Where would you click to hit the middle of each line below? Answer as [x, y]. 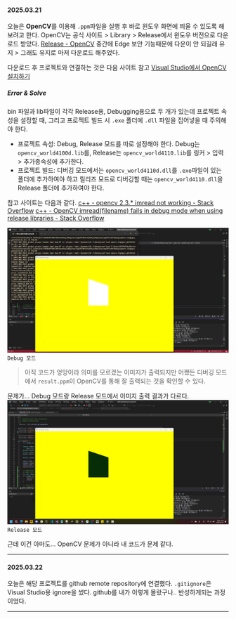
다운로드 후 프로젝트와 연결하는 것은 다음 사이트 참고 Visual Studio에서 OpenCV [117, 67]
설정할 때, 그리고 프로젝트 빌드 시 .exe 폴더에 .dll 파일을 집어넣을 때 [114, 120]
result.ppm [54, 382]
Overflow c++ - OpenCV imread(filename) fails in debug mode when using [115, 211]
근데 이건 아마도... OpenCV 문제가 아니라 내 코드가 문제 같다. [90, 544]
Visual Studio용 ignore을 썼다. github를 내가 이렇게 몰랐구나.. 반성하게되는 [110, 592]
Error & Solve [27, 93]
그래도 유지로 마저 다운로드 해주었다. [70, 53]
